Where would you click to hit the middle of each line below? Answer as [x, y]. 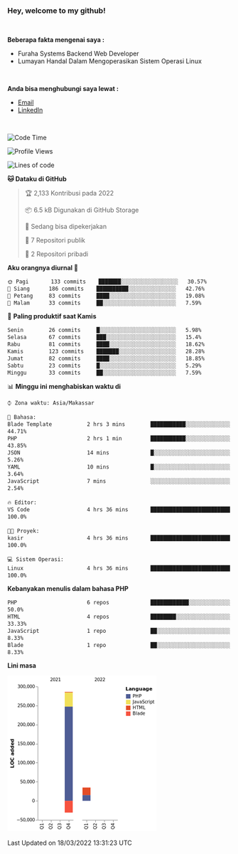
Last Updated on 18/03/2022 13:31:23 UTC [70, 843]
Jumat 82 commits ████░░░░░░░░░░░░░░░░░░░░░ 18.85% [106, 359]
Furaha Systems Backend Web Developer [79, 54]
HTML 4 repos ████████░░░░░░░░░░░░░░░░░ [119, 617]
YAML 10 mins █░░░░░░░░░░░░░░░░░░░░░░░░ [119, 467]
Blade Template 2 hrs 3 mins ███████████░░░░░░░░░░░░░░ [119, 425]
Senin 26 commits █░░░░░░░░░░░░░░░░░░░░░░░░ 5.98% [104, 330]
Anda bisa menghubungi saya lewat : [63, 89]
